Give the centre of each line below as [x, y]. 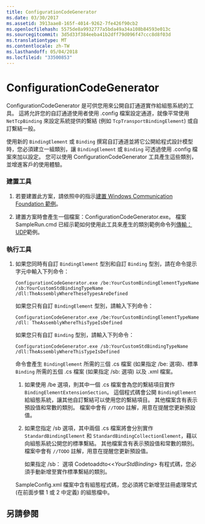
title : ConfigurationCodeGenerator [52, 12]
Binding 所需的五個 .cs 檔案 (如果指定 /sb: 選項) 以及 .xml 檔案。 [95, 372]
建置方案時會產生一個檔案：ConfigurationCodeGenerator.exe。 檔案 [101, 216]
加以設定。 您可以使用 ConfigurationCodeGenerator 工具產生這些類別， [107, 157]
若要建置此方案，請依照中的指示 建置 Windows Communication [94, 196]
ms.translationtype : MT [37, 40]
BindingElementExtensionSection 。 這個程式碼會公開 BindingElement [110, 393]
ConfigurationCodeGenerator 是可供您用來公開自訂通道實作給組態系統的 [97, 105]
